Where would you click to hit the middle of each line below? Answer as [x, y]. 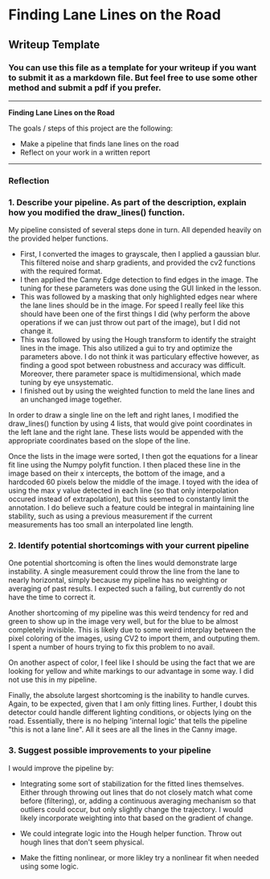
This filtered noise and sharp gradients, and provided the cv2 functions [137, 262]
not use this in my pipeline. [53, 680]
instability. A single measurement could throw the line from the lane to [124, 572]
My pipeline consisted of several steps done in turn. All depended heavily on [135, 230]
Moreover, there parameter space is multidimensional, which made [130, 374]
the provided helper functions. [58, 238]
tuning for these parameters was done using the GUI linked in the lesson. [141, 288]
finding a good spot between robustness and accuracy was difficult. [133, 365]
